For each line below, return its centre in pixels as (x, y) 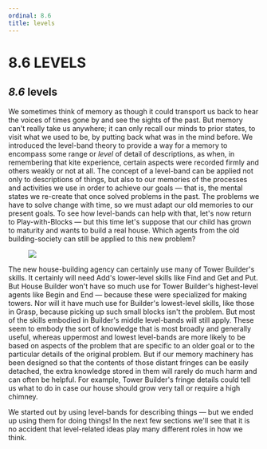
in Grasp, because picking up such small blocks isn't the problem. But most (132, 312)
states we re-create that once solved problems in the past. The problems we (134, 196)
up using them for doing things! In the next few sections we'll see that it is (129, 420)
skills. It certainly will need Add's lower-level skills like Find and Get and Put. (133, 277)
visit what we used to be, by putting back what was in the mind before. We (131, 137)
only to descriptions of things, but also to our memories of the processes (128, 179)
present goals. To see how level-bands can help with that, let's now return (130, 213)
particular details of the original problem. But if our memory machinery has (131, 354)
